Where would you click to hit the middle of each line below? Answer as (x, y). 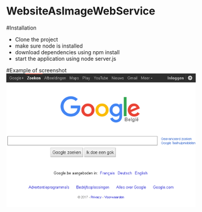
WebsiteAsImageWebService (81, 11)
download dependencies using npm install (67, 52)
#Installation (22, 28)
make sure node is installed (49, 46)
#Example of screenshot (37, 70)
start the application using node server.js (66, 58)
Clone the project (36, 39)
